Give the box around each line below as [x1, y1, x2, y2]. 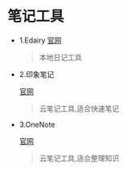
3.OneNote [18, 120, 55, 129]
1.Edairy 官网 [18, 35, 62, 45]
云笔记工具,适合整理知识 [39, 153, 120, 163]
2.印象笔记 [18, 69, 55, 79]
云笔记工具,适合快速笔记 [39, 104, 120, 113]
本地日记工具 [39, 52, 82, 62]
